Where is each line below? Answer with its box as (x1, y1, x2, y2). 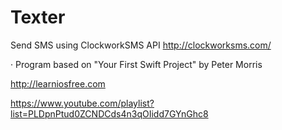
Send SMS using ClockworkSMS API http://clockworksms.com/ (10, 39, 272, 51)
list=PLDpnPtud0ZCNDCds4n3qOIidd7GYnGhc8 (10, 107, 209, 120)
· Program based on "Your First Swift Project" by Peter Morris (10, 58, 263, 70)
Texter (10, 6, 66, 29)
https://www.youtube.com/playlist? (10, 97, 155, 109)
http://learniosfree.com (10, 77, 106, 90)
